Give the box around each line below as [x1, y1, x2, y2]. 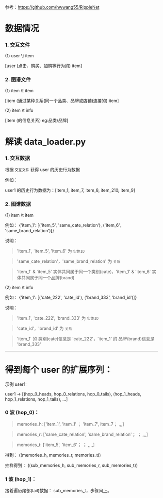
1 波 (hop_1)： [5, 476, 37, 482]
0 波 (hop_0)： [5, 409, 40, 416]
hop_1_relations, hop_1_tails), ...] [5, 396, 68, 402]
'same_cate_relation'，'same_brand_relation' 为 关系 [16, 258, 120, 264]
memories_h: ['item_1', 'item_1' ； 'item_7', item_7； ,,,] [16, 421, 125, 427]
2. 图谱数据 [5, 201, 31, 207]
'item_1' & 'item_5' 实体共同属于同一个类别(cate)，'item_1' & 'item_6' [16, 269, 151, 275]
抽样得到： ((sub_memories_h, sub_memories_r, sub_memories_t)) [5, 462, 138, 468]
